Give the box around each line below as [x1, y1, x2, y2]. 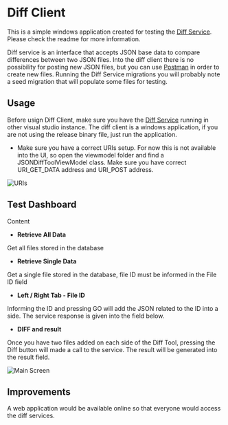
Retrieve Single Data [16, 257, 77, 265]
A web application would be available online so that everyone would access [7, 404, 221, 413]
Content [7, 217, 30, 225]
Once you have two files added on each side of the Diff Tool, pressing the [7, 338, 216, 347]
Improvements [7, 386, 71, 397]
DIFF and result [16, 325, 62, 333]
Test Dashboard [7, 199, 77, 210]
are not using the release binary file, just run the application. [7, 130, 177, 138]
